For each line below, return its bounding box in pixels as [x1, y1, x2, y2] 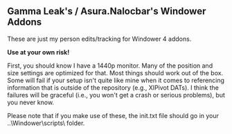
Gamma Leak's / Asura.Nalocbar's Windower [7, 6, 206, 17]
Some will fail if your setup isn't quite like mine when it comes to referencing [7, 76, 225, 84]
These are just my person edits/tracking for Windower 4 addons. [7, 35, 192, 43]
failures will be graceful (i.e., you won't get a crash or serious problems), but [7, 90, 225, 99]
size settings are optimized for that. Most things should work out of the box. [7, 68, 224, 77]
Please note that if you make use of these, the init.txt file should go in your [7, 111, 220, 119]
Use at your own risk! [7, 48, 70, 56]
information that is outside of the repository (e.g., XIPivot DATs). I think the [7, 83, 220, 92]
